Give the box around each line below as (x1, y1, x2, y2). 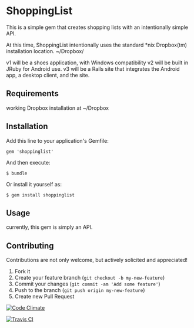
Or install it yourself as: (6, 181, 62, 188)
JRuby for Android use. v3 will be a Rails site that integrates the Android (6, 65, 180, 72)
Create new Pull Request (14, 293, 75, 300)
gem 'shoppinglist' (6, 149, 54, 155)
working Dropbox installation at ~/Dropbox (6, 104, 109, 111)
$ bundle (6, 170, 28, 176)
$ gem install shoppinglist (6, 192, 75, 198)
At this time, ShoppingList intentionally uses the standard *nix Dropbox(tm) (6, 41, 187, 48)
